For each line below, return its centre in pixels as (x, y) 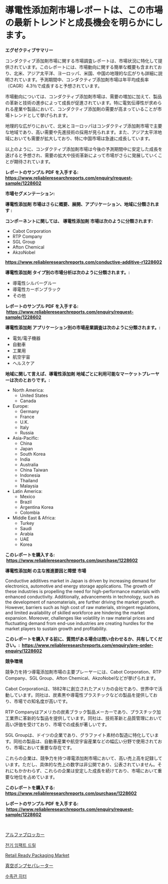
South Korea (33, 454)
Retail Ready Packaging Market (37, 855)
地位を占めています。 (35, 777)
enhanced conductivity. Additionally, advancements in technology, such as (82, 597)
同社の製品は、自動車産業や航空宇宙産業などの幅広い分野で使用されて (85, 741)
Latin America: (27, 491)
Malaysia (29, 486)
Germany (29, 411)
